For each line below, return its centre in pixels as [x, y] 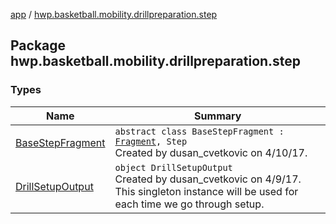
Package [38, 45]
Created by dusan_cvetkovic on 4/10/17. [211, 152]
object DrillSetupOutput [173, 167]
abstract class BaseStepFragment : [199, 131]
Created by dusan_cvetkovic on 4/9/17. [208, 179]
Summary [218, 116]
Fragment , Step [151, 141]
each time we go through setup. [189, 204]
